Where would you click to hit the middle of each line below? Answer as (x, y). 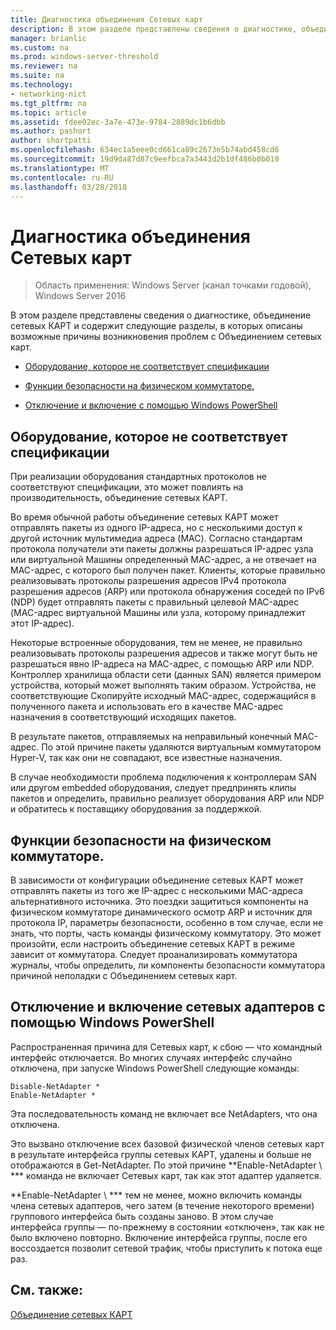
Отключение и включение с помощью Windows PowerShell (151, 405)
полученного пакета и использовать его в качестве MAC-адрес (147, 707)
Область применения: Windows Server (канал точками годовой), (173, 285)
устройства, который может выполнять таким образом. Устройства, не (163, 685)
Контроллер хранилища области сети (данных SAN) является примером (166, 675)
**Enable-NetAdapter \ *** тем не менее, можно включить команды (156, 1195)
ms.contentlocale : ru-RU (62, 177)
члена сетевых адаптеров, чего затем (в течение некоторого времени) (162, 1205)
